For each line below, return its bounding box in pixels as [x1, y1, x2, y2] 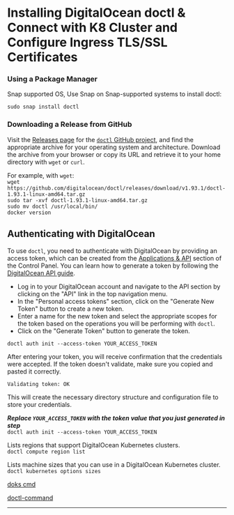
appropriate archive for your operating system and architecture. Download [7, 143, 221, 151]
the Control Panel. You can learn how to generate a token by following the [7, 261, 219, 270]
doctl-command [7, 493, 54, 502]
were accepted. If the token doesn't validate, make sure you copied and [7, 360, 213, 368]
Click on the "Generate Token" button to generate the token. [17, 326, 190, 335]
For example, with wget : [7, 171, 75, 179]
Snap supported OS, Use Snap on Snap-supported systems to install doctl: [7, 90, 222, 98]
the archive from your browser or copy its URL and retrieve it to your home [7, 150, 221, 158]
